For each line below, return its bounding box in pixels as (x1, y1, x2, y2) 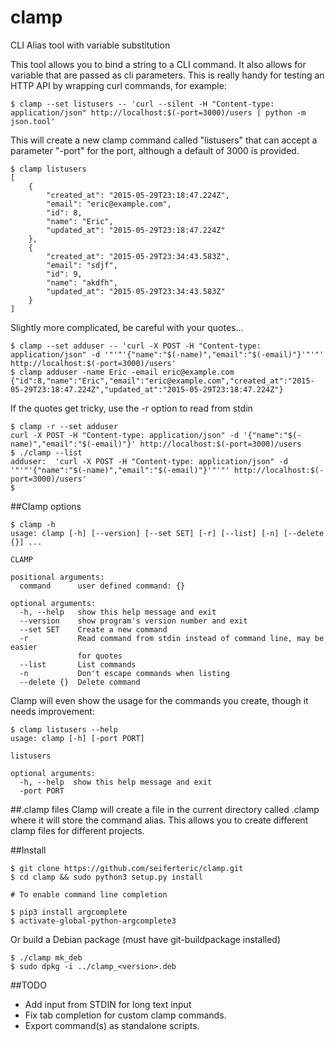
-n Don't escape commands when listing (19, 668, 230, 678)
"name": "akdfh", (46, 277, 118, 288)
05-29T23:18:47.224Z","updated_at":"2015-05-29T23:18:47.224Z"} (10, 384, 284, 395)
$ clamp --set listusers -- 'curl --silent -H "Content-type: (10, 99, 275, 109)
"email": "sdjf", (46, 260, 118, 270)
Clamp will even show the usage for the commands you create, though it (10, 694, 309, 706)
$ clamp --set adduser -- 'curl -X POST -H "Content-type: (10, 341, 262, 351)
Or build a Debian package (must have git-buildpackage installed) (10, 933, 282, 945)
